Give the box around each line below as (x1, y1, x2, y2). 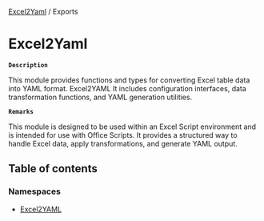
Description (8, 61, 48, 69)
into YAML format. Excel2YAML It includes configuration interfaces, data (8, 83, 246, 93)
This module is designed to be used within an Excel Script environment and (8, 122, 257, 131)
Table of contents (8, 162, 98, 175)
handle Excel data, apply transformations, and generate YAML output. (8, 139, 238, 148)
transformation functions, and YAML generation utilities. (8, 92, 193, 102)
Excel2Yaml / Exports (8, 7, 78, 16)
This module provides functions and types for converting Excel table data (8, 75, 250, 85)
